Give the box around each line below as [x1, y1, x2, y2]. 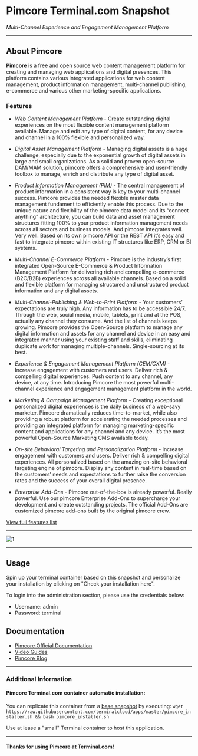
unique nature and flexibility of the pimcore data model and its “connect [14, 207, 189, 214]
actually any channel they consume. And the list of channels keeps [14, 317, 177, 325]
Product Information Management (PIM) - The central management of [14, 182, 185, 189]
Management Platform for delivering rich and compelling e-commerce [14, 268, 184, 275]
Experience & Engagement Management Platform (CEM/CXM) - [14, 360, 170, 367]
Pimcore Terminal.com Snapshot [6, 4, 170, 18]
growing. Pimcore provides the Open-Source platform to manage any [14, 324, 183, 331]
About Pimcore [6, 46, 62, 57]
